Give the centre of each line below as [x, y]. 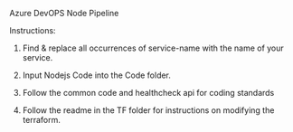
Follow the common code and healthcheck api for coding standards [148, 93]
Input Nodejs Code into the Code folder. [97, 75]
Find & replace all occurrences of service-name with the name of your [153, 48]
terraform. [41, 120]
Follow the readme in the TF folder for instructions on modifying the [148, 110]
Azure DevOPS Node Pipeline [64, 13]
